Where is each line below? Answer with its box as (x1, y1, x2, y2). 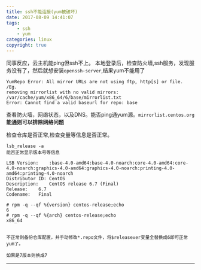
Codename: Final (6, 191, 52, 198)
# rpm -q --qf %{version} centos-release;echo (6, 202, 124, 208)
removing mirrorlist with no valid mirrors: (6, 89, 119, 95)
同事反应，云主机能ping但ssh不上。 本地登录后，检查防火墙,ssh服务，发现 (6, 59, 190, 66)
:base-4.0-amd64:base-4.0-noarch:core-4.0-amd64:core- (48, 160, 188, 166)
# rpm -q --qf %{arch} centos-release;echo (6, 212, 117, 219)
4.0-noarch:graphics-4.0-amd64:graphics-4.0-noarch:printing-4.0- (6, 165, 175, 171)
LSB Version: (6, 160, 39, 166)
